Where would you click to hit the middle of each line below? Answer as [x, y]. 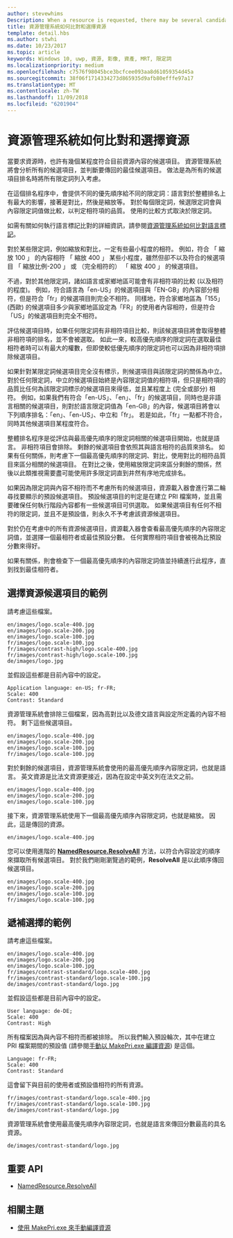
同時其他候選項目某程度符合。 [50, 423]
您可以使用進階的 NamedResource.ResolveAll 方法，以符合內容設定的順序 [114, 851]
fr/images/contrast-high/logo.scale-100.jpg [72, 655]
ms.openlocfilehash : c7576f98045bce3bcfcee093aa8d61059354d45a [101, 72]
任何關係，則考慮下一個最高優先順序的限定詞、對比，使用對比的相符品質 [122, 455]
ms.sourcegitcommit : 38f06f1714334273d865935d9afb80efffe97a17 [101, 78]
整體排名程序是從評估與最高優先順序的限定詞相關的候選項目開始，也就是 [110, 438]
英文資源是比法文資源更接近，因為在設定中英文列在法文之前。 [109, 776]
